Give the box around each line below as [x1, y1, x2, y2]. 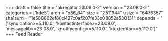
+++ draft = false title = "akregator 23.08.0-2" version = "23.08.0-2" [5, 5, 150, 10]
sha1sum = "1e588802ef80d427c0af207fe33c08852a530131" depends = [5, 15, 160, 21]
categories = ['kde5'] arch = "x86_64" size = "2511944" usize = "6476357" [5, 10, 163, 16]
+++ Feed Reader [5, 31, 43, 37]
